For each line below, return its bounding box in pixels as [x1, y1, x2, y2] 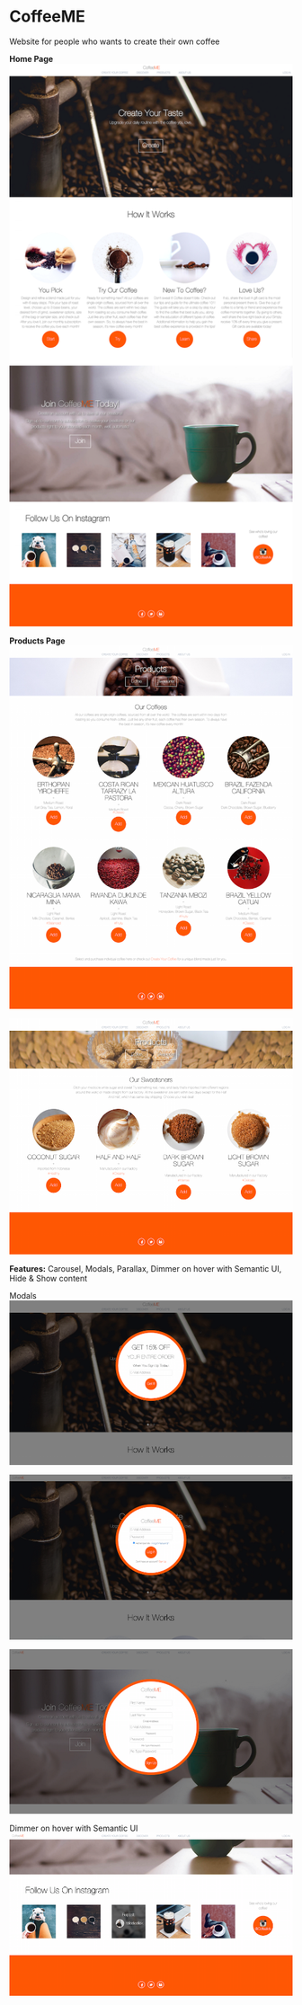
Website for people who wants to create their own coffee [9, 36, 220, 47]
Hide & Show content [9, 1273, 88, 1284]
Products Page [9, 635, 66, 646]
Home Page [9, 53, 54, 64]
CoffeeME [9, 6, 85, 27]
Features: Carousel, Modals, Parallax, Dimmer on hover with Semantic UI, [9, 1264, 282, 1274]
